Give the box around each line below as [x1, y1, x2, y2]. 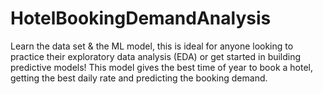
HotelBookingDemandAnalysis [10, 7, 272, 30]
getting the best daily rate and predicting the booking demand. [10, 72, 268, 84]
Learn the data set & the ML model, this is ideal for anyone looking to [10, 40, 294, 52]
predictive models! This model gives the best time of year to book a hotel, [10, 61, 314, 73]
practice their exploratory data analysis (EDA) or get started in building [10, 50, 302, 62]
